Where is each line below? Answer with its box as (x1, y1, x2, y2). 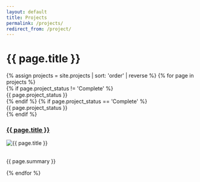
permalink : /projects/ (6, 20, 63, 26)
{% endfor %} (6, 169, 41, 177)
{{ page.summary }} (6, 158, 56, 165)
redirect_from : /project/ (6, 25, 71, 32)
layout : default (6, 8, 47, 15)
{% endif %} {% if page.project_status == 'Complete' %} (6, 98, 147, 105)
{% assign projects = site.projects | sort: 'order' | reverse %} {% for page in (6, 72, 195, 79)
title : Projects (6, 15, 47, 21)
